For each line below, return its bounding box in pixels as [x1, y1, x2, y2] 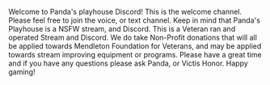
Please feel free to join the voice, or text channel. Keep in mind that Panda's [8, 15, 261, 25]
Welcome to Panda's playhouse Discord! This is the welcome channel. [8, 7, 243, 16]
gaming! [8, 67, 36, 76]
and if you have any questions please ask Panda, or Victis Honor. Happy [8, 58, 248, 68]
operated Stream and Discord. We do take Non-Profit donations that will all [8, 32, 257, 42]
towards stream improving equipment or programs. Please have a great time [8, 50, 262, 59]
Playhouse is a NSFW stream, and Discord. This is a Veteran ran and [8, 24, 236, 33]
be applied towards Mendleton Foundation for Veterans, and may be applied [8, 41, 262, 51]
